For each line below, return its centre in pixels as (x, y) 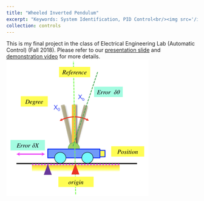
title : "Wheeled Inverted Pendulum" (53, 13)
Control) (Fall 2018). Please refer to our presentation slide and (83, 50)
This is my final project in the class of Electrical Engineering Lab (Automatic (101, 44)
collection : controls (34, 26)
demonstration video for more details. (53, 56)
